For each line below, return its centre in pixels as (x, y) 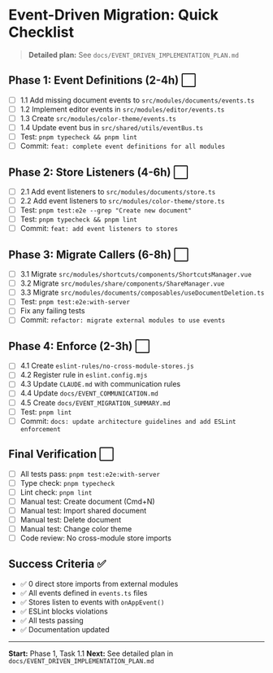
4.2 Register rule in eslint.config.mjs (84, 375)
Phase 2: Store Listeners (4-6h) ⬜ (98, 172)
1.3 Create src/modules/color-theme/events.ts (98, 118)
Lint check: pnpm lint (56, 492)
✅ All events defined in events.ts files (84, 592)
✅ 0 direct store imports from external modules (99, 583)
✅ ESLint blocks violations (64, 611)
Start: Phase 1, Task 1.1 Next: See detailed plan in (91, 653)
